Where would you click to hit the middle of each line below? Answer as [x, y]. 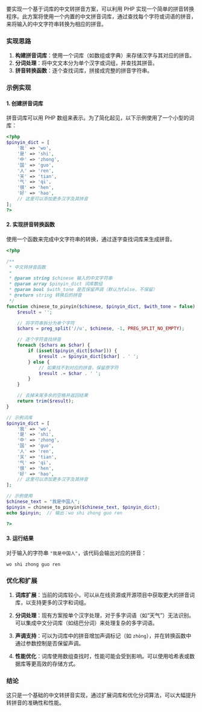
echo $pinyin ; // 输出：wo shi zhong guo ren [64, 513]
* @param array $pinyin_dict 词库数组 [56, 284]
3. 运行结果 [20, 538]
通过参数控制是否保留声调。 [49, 643]
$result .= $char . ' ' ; [70, 373]
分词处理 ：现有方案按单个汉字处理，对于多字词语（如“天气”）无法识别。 [105, 615]
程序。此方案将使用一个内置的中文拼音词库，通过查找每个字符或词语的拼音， [101, 16]
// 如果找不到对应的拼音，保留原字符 [78, 368]
